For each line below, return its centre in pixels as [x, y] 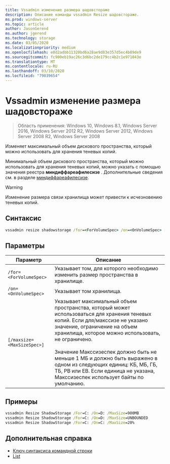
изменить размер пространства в [96, 275]
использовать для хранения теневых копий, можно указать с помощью [83, 166]
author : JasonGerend [27, 29]
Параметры [25, 246]
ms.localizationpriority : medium [40, 48]
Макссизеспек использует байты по [99, 377]
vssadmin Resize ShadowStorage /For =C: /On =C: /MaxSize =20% [70, 423]
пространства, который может [92, 308]
